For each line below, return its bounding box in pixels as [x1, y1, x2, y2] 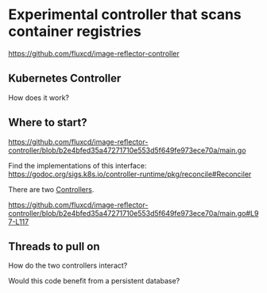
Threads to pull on [8, 240, 100, 253]
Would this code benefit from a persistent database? [8, 276, 180, 286]
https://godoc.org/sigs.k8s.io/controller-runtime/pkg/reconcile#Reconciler [8, 169, 252, 179]
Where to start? [8, 116, 87, 129]
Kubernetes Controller [8, 71, 122, 85]
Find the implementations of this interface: [8, 160, 147, 170]
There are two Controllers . [8, 184, 95, 194]
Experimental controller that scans [8, 6, 242, 24]
